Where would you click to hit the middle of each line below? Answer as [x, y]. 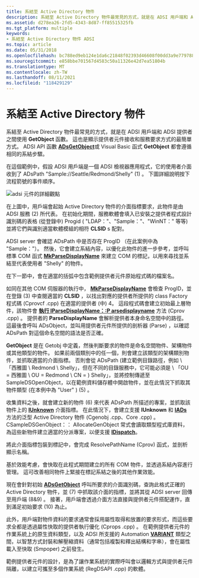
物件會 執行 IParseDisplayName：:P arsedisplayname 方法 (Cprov [103, 311]
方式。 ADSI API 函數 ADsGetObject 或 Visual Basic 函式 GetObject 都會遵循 [99, 146]
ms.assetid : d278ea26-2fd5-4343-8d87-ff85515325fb [70, 22]
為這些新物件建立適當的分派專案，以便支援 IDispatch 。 [73, 432]
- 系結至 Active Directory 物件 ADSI [50, 39]
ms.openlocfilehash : [32, 56]
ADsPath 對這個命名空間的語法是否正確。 [56, 332]
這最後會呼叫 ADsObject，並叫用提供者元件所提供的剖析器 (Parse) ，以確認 [98, 325]
